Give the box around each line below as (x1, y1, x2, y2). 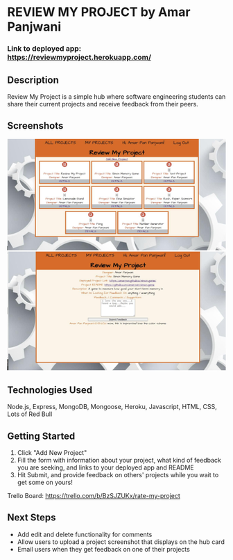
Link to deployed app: (7, 44, 82, 54)
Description (7, 74, 59, 86)
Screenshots (7, 120, 64, 132)
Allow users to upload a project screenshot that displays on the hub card (17, 537, 225, 546)
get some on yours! (17, 478, 73, 486)
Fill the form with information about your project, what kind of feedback (17, 456, 222, 464)
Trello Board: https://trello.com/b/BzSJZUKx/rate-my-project (7, 491, 180, 499)
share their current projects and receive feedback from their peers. (7, 99, 199, 108)
